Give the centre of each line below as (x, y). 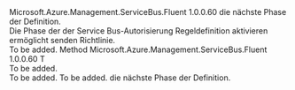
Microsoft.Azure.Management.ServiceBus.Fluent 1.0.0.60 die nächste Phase (148, 12)
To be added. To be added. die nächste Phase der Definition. (120, 78)
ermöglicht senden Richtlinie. (62, 40)
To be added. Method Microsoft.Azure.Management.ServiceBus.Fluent (138, 49)
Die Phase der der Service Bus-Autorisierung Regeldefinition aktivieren (139, 31)
